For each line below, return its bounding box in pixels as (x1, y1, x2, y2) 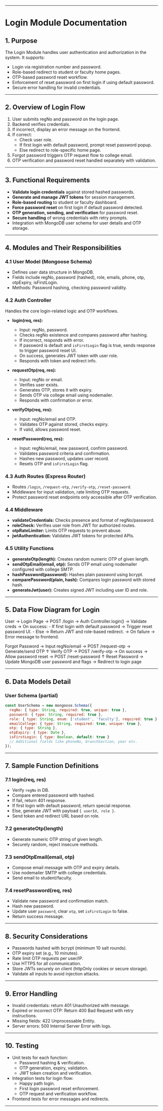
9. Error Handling (5, 990, 58, 998)
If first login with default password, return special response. (12, 803, 132, 809)
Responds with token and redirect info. (19, 358, 97, 363)
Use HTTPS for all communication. (12, 960, 81, 967)
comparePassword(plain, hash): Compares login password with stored (12, 577, 156, 582)
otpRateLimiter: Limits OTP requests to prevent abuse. (12, 528, 122, 533)
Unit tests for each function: (12, 1055, 68, 1060)
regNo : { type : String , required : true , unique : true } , (9, 707, 127, 712)
